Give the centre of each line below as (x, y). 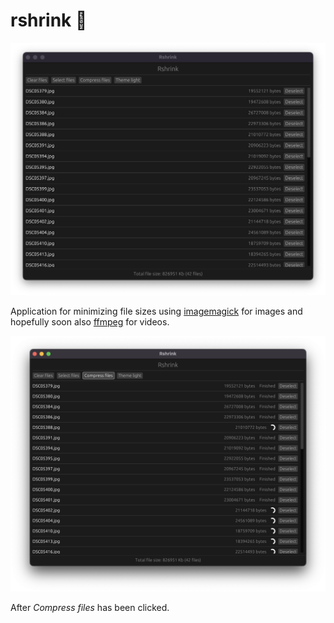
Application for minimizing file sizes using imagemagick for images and (156, 311)
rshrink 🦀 (49, 20)
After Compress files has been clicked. (90, 607)
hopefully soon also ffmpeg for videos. (90, 322)
